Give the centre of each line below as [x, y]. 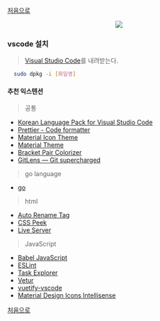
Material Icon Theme [48, 138]
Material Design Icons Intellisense [67, 295]
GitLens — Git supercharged [59, 160]
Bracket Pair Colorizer [50, 153]
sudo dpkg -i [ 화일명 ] [45, 74]
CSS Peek [32, 223]
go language [43, 174]
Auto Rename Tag [44, 215]
